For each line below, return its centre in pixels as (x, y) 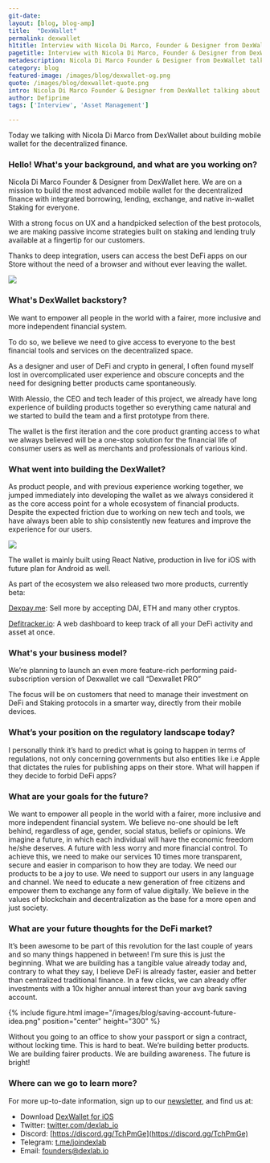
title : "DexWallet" (43, 31)
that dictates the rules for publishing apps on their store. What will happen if (134, 767)
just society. (29, 908)
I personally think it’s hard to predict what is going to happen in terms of (127, 750)
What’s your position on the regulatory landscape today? (122, 732)
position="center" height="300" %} (102, 1022)
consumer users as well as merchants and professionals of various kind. (128, 448)
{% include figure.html (45, 1013)
